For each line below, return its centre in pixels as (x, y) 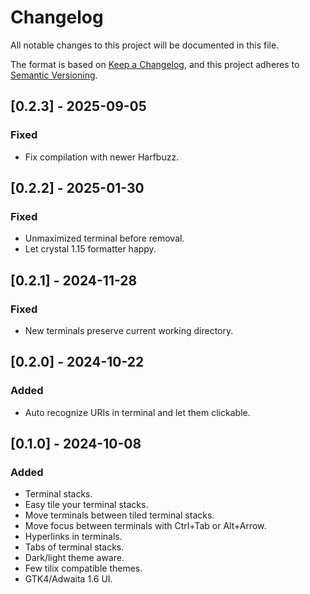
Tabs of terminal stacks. (74, 547)
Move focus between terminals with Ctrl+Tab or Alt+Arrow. (145, 526)
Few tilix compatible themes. (83, 568)
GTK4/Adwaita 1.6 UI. (68, 579)
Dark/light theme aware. (74, 558)
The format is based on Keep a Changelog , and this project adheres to (155, 64)
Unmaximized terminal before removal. (104, 238)
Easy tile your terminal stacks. (86, 505)
